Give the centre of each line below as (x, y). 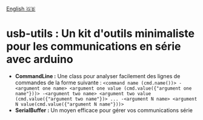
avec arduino (40, 59)
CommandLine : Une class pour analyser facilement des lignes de (98, 76)
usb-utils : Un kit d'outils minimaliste (101, 34)
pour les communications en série (94, 46)
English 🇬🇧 (21, 9)
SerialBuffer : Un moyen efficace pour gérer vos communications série (104, 110)
